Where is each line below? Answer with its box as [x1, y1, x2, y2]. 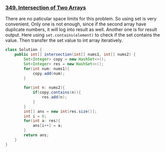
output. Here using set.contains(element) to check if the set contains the [5, 32, 160, 38]
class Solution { [5, 47, 42, 53]
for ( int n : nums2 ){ [23, 85, 65, 90]
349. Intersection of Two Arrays [5, 4, 86, 11]
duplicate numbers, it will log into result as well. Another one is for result [5, 27, 157, 33]
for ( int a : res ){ [23, 118, 60, 123]
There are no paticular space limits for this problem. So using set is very [5, 16, 157, 22]
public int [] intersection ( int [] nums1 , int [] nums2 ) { [14, 52, 136, 57]
